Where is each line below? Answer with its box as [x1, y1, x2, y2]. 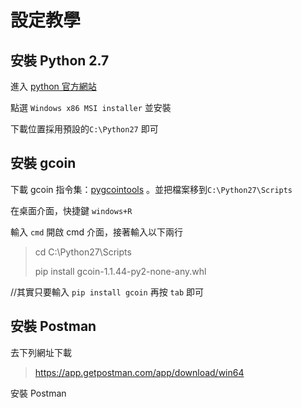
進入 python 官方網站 [10, 81, 97, 92]
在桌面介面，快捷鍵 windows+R [10, 204, 133, 216]
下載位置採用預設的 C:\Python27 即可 [10, 123, 159, 135]
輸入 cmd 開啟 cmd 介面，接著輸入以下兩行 [10, 226, 184, 238]
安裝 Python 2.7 [10, 52, 110, 69]
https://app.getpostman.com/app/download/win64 [34, 366, 245, 378]
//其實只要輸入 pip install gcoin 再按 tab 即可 [10, 286, 205, 298]
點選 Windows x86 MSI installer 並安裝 [10, 102, 172, 113]
